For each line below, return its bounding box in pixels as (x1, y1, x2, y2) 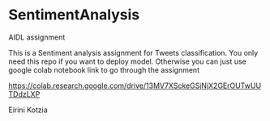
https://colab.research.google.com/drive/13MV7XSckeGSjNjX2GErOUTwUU (8, 81, 262, 90)
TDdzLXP (8, 89, 41, 98)
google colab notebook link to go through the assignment (8, 65, 200, 74)
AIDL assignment (8, 32, 66, 42)
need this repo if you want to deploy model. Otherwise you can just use (8, 56, 247, 66)
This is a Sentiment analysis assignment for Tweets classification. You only (8, 48, 259, 57)
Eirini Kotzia (8, 105, 49, 115)
